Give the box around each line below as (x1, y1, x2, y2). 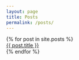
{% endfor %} (6, 48, 40, 55)
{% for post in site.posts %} (6, 36, 74, 43)
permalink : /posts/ (6, 19, 54, 25)
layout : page (6, 8, 38, 15)
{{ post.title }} (6, 42, 39, 49)
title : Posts (6, 14, 38, 20)
